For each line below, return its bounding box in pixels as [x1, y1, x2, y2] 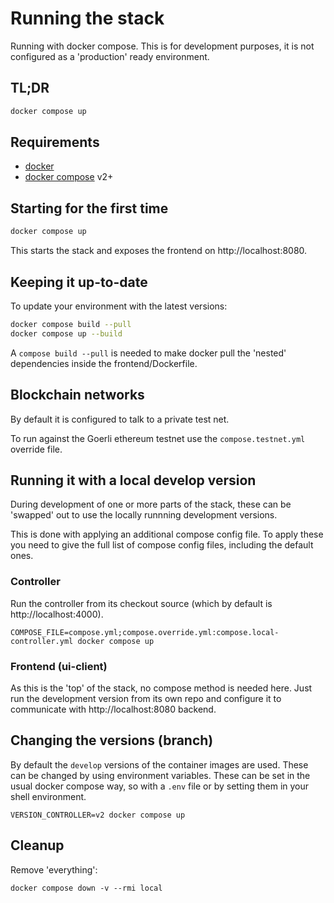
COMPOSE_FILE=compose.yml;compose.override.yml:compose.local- [10, 627, 280, 637]
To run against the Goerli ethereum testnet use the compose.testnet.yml [10, 432, 306, 444]
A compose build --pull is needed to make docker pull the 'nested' [10, 347, 287, 359]
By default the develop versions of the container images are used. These [10, 758, 309, 771]
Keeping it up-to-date [10, 273, 148, 291]
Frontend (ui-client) [10, 659, 108, 673]
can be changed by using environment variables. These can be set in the [10, 769, 311, 781]
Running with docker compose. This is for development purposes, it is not [10, 40, 315, 52]
